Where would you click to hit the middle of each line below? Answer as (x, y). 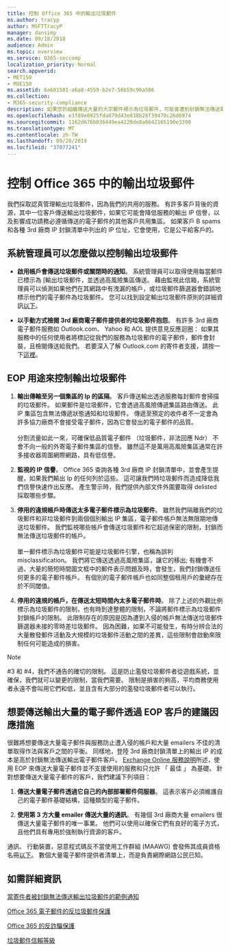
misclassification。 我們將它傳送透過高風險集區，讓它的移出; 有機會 (112, 560)
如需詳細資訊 (34, 879)
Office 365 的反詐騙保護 (41, 926)
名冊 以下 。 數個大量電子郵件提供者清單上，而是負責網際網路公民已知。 (107, 855)
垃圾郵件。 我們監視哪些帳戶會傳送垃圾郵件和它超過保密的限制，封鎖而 (123, 527)
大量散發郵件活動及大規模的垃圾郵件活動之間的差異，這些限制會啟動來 (116, 634)
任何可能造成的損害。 (53, 643)
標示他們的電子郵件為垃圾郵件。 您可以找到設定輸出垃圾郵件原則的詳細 (117, 297)
